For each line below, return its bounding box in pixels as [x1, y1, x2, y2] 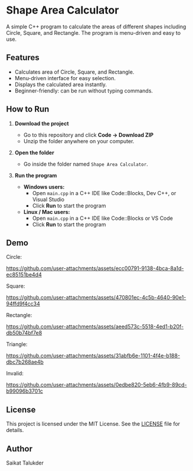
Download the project [14, 120, 69, 127]
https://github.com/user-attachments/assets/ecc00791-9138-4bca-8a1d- [6, 265, 184, 272]
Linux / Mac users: [23, 208, 70, 215]
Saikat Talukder [6, 459, 44, 466]
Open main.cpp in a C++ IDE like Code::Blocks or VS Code [32, 215, 173, 222]
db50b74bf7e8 [6, 330, 42, 337]
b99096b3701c [6, 387, 43, 395]
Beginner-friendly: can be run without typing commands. [14, 87, 153, 94]
